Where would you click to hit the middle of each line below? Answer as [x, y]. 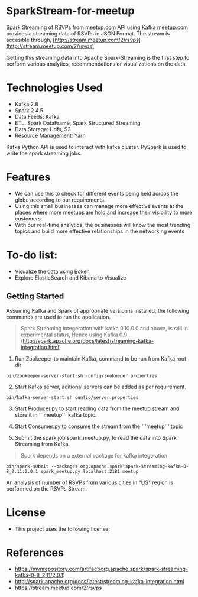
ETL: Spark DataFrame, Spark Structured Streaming [77, 123]
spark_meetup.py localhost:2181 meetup [90, 471]
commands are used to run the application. [59, 317]
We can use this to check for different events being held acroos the [97, 193]
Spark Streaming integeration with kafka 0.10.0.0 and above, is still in [104, 328]
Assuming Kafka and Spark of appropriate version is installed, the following [98, 310]
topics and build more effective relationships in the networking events [100, 231]
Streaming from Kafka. [42, 444]
